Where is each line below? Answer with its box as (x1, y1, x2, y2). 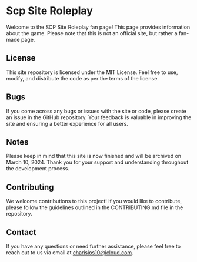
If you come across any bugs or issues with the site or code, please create (6, 108, 186, 115)
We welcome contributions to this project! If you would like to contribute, (6, 198, 182, 205)
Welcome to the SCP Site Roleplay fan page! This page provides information (6, 23, 191, 31)
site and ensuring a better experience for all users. (6, 120, 128, 127)
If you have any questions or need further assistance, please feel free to (6, 243, 181, 250)
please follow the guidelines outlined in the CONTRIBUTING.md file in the (6, 204, 183, 211)
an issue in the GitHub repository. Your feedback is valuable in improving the (6, 113, 192, 121)
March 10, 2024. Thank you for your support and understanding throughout (6, 159, 189, 166)
